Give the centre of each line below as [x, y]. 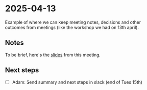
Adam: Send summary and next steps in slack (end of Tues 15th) [77, 82]
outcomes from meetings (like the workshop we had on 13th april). [72, 27]
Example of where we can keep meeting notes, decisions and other [73, 22]
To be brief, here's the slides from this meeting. [53, 55]
